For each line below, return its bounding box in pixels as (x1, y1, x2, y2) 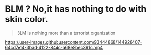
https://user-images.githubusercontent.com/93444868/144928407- (5, 39, 142, 45)
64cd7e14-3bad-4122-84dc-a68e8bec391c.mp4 (5, 44, 103, 50)
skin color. (5, 14, 48, 25)
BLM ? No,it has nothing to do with (5, 3, 147, 15)
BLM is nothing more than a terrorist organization (17, 30, 116, 36)
